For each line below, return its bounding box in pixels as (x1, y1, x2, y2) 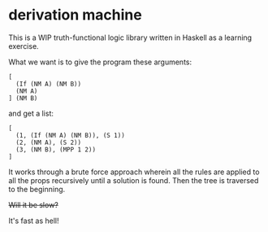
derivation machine (8, 6, 142, 24)
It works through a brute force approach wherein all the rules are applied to (8, 167, 260, 177)
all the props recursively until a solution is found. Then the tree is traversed (8, 175, 259, 185)
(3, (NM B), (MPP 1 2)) (15, 145, 96, 154)
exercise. (8, 41, 39, 50)
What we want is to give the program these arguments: (8, 57, 192, 67)
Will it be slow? (8, 199, 59, 209)
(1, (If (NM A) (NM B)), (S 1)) (15, 131, 126, 139)
